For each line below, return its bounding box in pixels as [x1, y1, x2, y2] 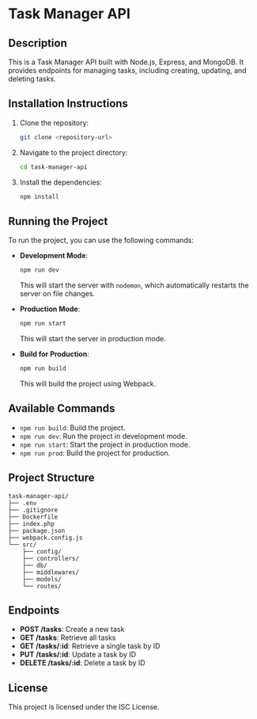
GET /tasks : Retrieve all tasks [19, 633, 116, 642]
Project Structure [8, 471, 95, 485]
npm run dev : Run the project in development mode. [19, 431, 187, 440]
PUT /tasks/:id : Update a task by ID [19, 650, 137, 660]
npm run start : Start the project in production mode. [19, 439, 191, 449]
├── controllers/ [22, 554, 80, 562]
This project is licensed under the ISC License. [8, 702, 160, 712]
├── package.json [8, 527, 66, 534]
